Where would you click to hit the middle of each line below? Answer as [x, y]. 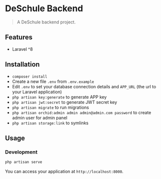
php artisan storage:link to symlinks [50, 123]
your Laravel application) [37, 92]
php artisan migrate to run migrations [50, 107]
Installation [22, 65]
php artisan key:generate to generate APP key [59, 97]
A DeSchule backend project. [46, 22]
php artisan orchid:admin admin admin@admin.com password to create [82, 112]
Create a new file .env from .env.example [53, 81]
